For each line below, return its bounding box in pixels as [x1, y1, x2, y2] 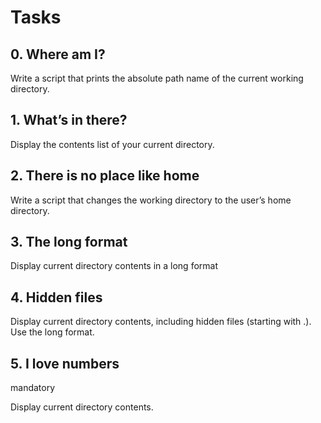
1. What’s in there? [10, 112, 128, 129]
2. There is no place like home [10, 167, 200, 185]
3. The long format [10, 234, 128, 251]
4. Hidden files [10, 289, 103, 306]
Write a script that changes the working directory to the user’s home [10, 194, 292, 206]
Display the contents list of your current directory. [10, 138, 215, 150]
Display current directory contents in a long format [10, 260, 219, 272]
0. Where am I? [10, 46, 106, 63]
